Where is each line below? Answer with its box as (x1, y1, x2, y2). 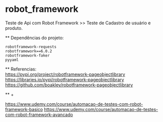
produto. (5, 25, 23, 31)
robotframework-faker (5, 53, 50, 58)
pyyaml (5, 57, 19, 62)
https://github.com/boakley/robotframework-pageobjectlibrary (5, 82, 133, 88)
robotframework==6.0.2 (5, 49, 52, 54)
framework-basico (5, 106, 43, 112)
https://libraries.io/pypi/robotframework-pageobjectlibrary (5, 76, 124, 82)
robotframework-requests (5, 44, 57, 49)
